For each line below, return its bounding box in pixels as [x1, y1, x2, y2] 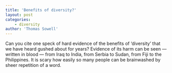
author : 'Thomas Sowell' [5, 27, 58, 32]
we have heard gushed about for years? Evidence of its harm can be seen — [5, 46, 167, 52]
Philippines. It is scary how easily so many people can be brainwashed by [5, 57, 161, 63]
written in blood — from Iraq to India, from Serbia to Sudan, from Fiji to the [5, 52, 162, 58]
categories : [5, 17, 31, 22]
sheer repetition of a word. [5, 62, 61, 68]
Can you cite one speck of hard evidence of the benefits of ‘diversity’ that [5, 40, 161, 46]
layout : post [5, 12, 33, 17]
